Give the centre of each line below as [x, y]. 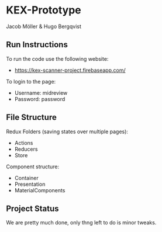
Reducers [26, 149]
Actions [24, 143]
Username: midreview [41, 93]
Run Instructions [37, 45]
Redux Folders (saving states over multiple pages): [67, 131]
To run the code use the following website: [57, 58]
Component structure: [33, 167]
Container [27, 178]
